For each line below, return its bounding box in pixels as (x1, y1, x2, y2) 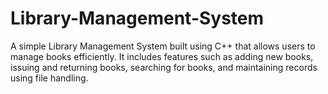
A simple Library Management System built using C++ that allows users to (10, 40, 316, 52)
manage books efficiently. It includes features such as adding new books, (10, 50, 314, 62)
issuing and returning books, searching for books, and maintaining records (10, 61, 318, 73)
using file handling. (10, 72, 89, 84)
